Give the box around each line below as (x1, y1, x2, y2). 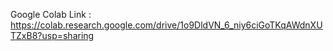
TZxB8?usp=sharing (10, 30, 95, 41)
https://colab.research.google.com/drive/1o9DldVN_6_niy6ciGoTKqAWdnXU (10, 19, 323, 31)
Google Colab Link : (10, 9, 92, 20)
